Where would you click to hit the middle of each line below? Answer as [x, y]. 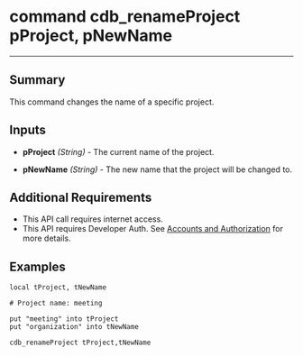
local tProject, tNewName [58, 288]
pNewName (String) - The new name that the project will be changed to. [157, 169]
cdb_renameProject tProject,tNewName [80, 343]
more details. [47, 238]
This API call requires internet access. [93, 219]
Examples [37, 266]
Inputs [28, 130]
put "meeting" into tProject [64, 319]
